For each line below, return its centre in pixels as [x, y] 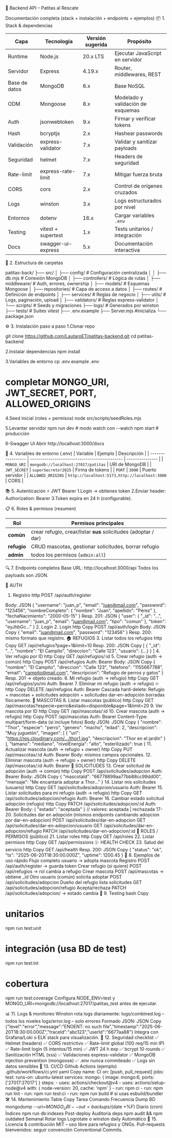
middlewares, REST [138, 74]
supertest [51, 235]
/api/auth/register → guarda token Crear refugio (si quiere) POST [73, 866]
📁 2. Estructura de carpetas [34, 263]
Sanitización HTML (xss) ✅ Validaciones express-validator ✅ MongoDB [80, 1054]
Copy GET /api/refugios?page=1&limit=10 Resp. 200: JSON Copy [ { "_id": [83, 645]
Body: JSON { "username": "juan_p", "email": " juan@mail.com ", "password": [86, 605]
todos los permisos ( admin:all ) [68, 555]
